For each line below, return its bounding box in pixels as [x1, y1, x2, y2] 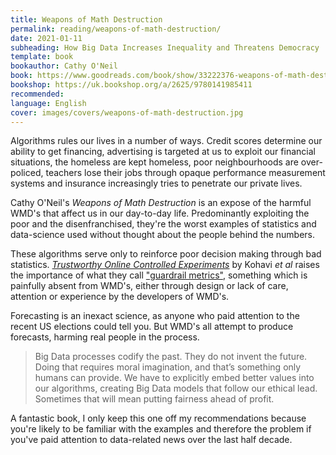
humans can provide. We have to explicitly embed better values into [34, 372, 315, 384]
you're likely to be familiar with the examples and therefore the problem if [10, 423, 312, 435]
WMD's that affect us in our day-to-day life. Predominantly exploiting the [10, 207, 310, 220]
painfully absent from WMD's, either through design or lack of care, [10, 280, 289, 292]
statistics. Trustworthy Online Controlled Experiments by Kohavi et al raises [10, 259, 320, 271]
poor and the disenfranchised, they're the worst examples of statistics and [10, 218, 317, 230]
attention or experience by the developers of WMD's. [10, 291, 230, 303]
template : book [10, 52, 74, 62]
